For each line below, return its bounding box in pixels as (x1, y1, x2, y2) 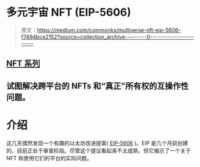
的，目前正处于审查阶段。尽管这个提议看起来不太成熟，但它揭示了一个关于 (6, 147, 191, 154)
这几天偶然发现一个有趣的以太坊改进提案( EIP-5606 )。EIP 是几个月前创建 (6, 139, 189, 147)
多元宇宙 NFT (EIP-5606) (6, 5, 131, 19)
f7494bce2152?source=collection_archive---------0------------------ (20, 33, 194, 40)
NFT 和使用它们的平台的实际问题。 (6, 154, 92, 162)
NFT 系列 (6, 58, 40, 69)
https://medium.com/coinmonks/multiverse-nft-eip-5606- (37, 26, 181, 34)
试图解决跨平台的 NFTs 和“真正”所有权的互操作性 (6, 80, 189, 91)
